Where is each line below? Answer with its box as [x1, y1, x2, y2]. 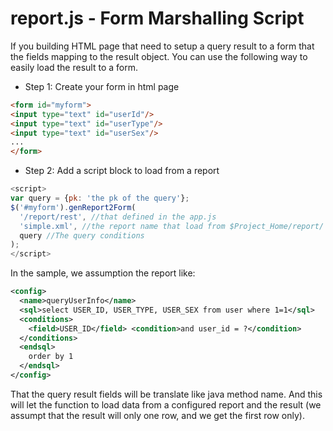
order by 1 [28, 352, 74, 362]
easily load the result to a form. [10, 61, 138, 73]
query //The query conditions [19, 230, 145, 241]
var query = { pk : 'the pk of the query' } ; [10, 193, 190, 204]
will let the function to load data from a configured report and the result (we [10, 398, 322, 411]
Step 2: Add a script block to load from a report [24, 165, 220, 177]
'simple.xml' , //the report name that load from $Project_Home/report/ [19, 221, 325, 231]
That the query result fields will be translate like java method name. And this [10, 388, 323, 400]
